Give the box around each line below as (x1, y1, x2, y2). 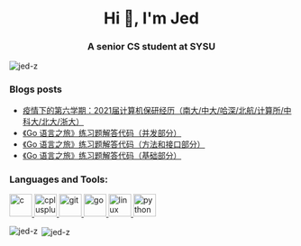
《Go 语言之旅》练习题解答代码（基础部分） (22, 150, 182, 160)
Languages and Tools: (9, 173, 108, 186)
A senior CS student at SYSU (87, 41, 216, 53)
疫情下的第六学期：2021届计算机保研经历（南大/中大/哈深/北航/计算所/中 (22, 105, 292, 115)
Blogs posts (9, 83, 63, 96)
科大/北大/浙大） (22, 116, 84, 127)
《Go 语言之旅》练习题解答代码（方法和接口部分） (22, 139, 205, 150)
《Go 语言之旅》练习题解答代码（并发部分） (22, 127, 182, 138)
